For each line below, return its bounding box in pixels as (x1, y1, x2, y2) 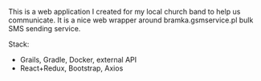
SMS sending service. (8, 24, 81, 33)
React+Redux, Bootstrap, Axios (19, 63, 124, 73)
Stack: (8, 39, 30, 49)
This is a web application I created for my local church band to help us (8, 7, 241, 16)
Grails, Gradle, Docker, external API (19, 55, 137, 64)
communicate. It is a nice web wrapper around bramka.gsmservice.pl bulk (8, 15, 254, 25)
